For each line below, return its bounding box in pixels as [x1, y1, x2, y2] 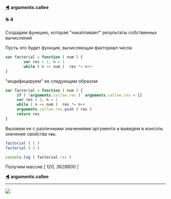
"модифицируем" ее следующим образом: [5, 78, 99, 84]
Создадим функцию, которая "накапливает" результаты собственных [5, 30, 157, 36]
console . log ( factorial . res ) [5, 155, 72, 160]
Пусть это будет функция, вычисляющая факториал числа [5, 45, 132, 51]
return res [16, 111, 40, 117]
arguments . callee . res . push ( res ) [16, 107, 93, 112]
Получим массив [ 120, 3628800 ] [5, 164, 79, 170]
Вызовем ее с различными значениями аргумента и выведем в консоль [5, 125, 163, 131]
